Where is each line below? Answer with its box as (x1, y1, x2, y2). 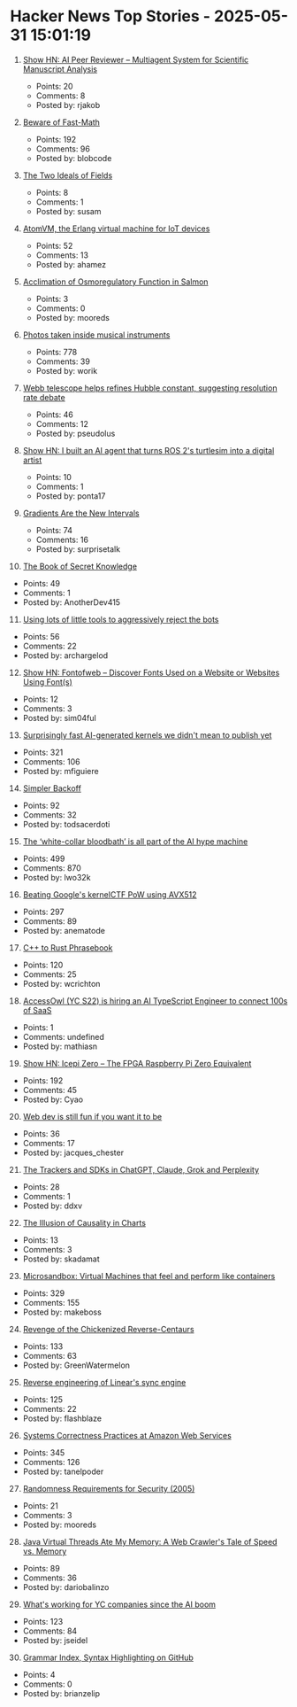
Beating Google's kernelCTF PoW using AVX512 (22, 888, 197, 900)
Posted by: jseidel (22, 1634, 88, 1645)
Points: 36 (22, 1128, 60, 1139)
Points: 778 (35, 346, 78, 357)
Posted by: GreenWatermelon (22, 1360, 131, 1370)
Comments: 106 (22, 756, 80, 767)
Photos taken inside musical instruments (22, 330, 171, 340)
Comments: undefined (22, 1031, 105, 1042)
